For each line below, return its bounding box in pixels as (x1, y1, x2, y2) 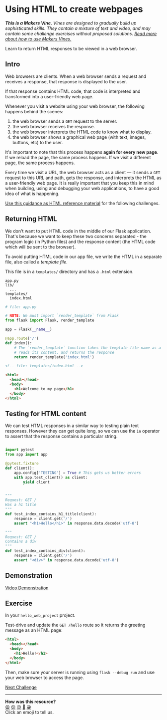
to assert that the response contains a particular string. (5, 433, 118, 440)
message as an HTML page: (5, 627, 63, 633)
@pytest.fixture (5, 461, 39, 466)
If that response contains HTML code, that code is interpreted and (5, 88, 141, 94)
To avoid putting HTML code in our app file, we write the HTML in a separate (5, 253, 162, 259)
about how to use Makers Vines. (5, 36, 72, 42)
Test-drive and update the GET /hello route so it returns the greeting (5, 622, 146, 628)
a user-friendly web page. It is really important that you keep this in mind (5, 180, 154, 186)
